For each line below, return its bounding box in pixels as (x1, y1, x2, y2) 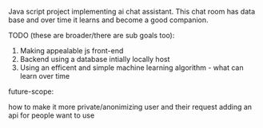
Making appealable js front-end (19, 46, 124, 55)
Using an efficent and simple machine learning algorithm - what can (19, 63, 244, 72)
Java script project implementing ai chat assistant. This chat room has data (8, 7, 256, 16)
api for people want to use (8, 111, 95, 120)
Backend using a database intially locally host (19, 55, 170, 64)
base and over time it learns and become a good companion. (8, 15, 209, 25)
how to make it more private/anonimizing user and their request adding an (8, 103, 253, 111)
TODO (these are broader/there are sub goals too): (8, 31, 175, 40)
